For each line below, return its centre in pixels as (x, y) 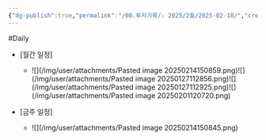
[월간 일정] (36, 54)
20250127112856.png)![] (197, 78)
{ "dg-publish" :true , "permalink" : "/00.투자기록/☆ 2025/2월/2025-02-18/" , (127, 15)
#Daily (19, 38)
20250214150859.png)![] (205, 70)
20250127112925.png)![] (197, 87)
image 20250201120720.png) (183, 95)
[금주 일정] (36, 112)
